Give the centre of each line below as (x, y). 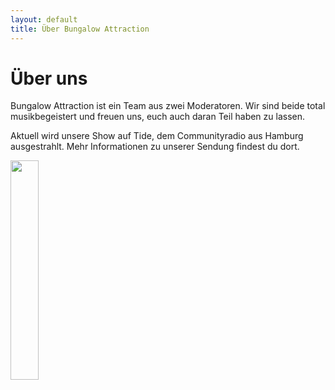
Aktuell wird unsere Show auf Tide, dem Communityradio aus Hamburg (157, 136)
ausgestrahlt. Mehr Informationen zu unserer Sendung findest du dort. (155, 147)
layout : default (44, 19)
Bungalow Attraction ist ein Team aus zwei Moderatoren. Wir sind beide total (168, 106)
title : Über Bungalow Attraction (80, 29)
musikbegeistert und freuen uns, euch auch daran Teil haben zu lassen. (158, 117)
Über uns (49, 78)
